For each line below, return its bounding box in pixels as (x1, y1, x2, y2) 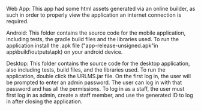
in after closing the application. (6, 98, 83, 105)
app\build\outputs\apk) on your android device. (6, 48, 123, 55)
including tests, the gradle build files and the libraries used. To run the (6, 36, 179, 42)
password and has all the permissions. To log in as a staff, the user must (6, 85, 185, 92)
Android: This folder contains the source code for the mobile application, (6, 29, 186, 36)
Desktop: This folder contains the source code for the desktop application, (6, 60, 190, 67)
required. (6, 18, 29, 24)
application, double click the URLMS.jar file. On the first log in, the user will (6, 73, 191, 79)
